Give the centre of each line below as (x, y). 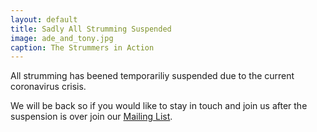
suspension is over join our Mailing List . (91, 117)
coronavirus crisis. (48, 87)
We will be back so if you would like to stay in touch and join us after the (159, 106)
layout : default (44, 19)
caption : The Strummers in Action (82, 47)
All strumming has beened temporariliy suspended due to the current (152, 76)
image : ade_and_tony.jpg (62, 38)
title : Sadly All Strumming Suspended (91, 29)
